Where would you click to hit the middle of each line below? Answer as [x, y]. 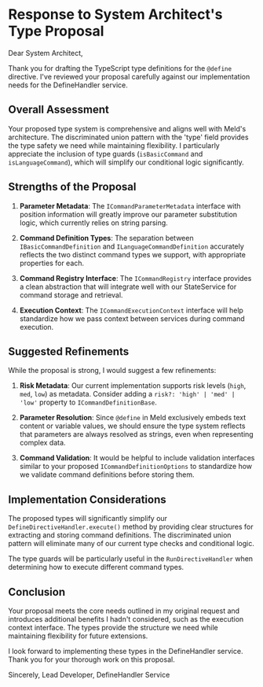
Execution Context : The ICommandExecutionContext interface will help [131, 310]
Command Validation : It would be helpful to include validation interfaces [137, 458]
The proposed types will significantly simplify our [88, 519]
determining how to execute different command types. [96, 567]
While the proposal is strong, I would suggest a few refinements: [112, 371]
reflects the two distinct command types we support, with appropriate [132, 254]
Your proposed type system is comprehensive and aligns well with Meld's [127, 128]
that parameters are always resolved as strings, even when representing [136, 434]
